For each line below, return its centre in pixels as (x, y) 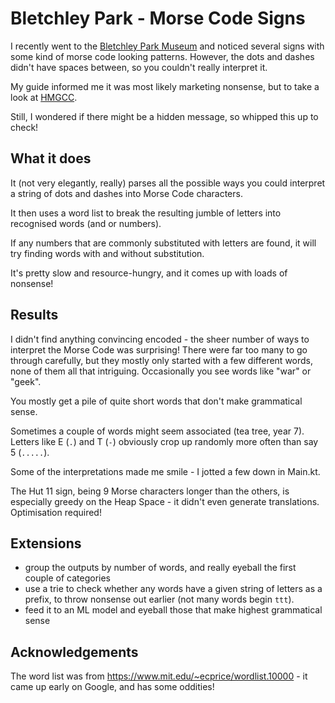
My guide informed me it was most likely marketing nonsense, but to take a (165, 86)
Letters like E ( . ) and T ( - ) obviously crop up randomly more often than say (164, 441)
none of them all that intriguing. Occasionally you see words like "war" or (161, 371)
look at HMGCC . (44, 97)
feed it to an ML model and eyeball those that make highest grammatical (173, 610)
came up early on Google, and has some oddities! (112, 687)
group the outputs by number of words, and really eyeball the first (160, 568)
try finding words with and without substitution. (107, 253)
